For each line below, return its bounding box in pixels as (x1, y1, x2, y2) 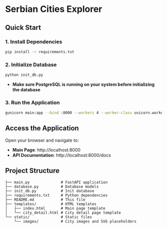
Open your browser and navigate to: (5, 137, 79, 143)
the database (12, 86, 41, 92)
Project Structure (5, 166, 60, 175)
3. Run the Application (5, 99, 60, 106)
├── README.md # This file (5, 197, 85, 202)
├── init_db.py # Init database (5, 188, 94, 193)
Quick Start (5, 23, 41, 32)
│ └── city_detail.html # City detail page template (5, 210, 121, 215)
